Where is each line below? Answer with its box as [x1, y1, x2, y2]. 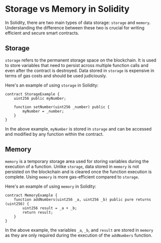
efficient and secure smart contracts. [5, 30, 79, 36]
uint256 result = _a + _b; [22, 205, 77, 211]
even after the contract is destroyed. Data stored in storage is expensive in [5, 67, 155, 73]
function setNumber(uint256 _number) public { [14, 104, 110, 110]
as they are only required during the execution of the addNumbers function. [5, 232, 152, 238]
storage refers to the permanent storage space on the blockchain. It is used [5, 57, 157, 63]
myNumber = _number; [22, 109, 64, 113]
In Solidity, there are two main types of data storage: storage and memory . [5, 20, 151, 25]
